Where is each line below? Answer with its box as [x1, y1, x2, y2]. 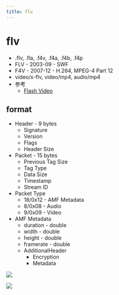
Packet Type [14, 190, 46, 197]
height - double [23, 234, 62, 242]
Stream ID [23, 183, 49, 191]
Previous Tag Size [23, 158, 68, 165]
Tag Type [23, 165, 47, 172]
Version [23, 133, 43, 140]
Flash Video [23, 87, 53, 94]
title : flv [6, 8, 33, 15]
